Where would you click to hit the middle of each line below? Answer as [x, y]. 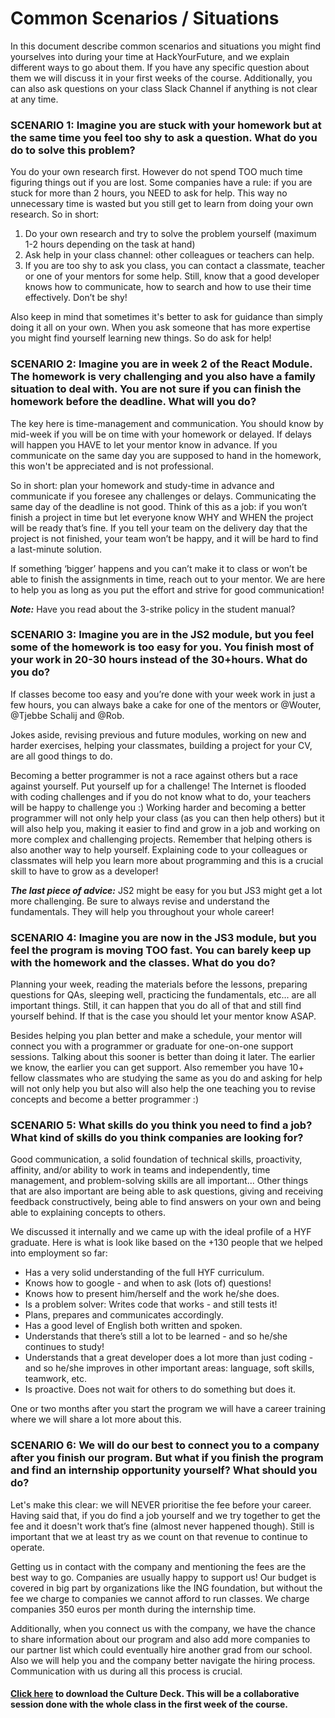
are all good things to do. [61, 756]
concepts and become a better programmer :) [104, 1099]
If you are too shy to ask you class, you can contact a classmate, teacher [175, 266]
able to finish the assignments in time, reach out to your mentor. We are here [168, 579]
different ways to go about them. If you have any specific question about [160, 67]
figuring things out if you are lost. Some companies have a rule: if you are [161, 183]
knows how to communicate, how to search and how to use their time [168, 287]
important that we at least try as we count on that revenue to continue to [159, 1536]
